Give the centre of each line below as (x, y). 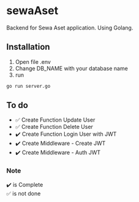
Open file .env (33, 61)
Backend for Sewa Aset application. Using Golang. (70, 28)
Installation (28, 47)
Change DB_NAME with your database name (72, 68)
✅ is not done (24, 193)
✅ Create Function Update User (55, 120)
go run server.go (28, 86)
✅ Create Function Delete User (54, 127)
